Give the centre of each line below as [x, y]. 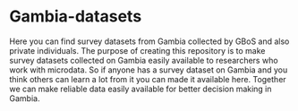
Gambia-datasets [76, 17]
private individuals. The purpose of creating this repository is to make [137, 50]
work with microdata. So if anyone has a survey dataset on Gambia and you [149, 70]
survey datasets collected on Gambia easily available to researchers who [144, 60]
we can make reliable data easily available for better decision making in [140, 89]
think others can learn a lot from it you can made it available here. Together [148, 79]
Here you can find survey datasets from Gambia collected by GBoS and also [149, 41]
